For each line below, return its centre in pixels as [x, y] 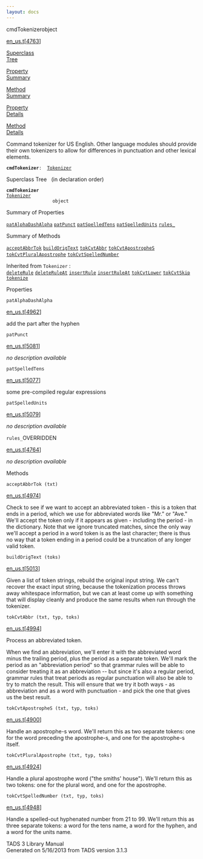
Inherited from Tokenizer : [38, 265]
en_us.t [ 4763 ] [24, 41]
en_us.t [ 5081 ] [23, 346]
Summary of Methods [33, 236]
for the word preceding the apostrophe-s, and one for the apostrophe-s [95, 738]
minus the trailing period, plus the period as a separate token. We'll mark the [101, 658]
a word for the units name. [39, 832]
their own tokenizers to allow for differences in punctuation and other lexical [101, 150]
